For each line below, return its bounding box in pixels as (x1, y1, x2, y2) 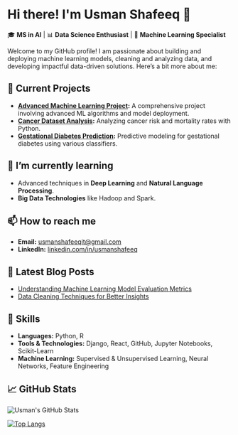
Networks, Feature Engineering (17, 362, 109, 370)
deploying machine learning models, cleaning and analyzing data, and (7, 54, 212, 63)
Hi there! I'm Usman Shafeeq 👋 (7, 6, 192, 23)
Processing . (17, 186, 55, 195)
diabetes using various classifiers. (17, 139, 118, 148)
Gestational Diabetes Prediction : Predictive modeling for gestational (17, 131, 220, 140)
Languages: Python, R (17, 332, 84, 340)
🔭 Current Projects (7, 82, 91, 95)
